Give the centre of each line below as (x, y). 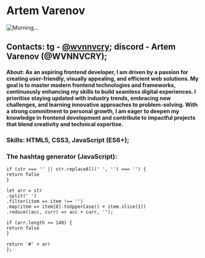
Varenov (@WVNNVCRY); (57, 57)
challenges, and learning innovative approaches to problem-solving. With (102, 104)
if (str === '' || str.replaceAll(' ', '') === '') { (76, 169)
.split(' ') (21, 196)
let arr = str (24, 191)
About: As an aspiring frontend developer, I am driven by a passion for (97, 72)
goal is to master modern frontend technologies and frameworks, (91, 85)
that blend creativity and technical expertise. (65, 124)
